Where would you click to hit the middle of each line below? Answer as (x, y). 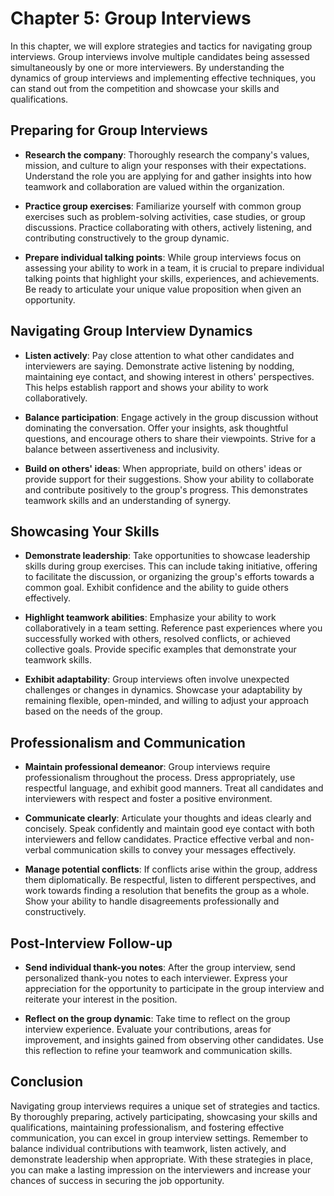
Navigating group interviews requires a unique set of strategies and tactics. (165, 1106)
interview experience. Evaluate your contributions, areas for (148, 1029)
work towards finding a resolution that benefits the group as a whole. (167, 891)
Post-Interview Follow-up (91, 943)
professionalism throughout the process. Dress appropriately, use (160, 778)
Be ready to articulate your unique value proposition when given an (163, 289)
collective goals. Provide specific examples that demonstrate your (160, 649)
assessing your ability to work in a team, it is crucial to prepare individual (174, 268)
